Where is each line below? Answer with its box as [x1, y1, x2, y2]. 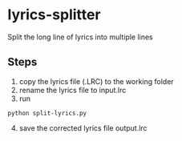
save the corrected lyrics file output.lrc [18, 123, 148, 133]
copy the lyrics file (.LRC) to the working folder [18, 76, 174, 86]
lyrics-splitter [7, 6, 101, 24]
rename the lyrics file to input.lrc [18, 85, 127, 95]
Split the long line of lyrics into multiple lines [7, 32, 153, 42]
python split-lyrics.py [7, 109, 87, 117]
